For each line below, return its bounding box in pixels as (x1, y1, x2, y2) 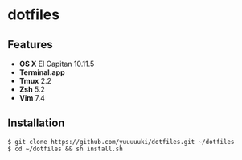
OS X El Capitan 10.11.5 (18, 59, 95, 68)
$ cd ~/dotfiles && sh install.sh (7, 145, 124, 153)
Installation (7, 117, 65, 130)
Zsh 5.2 (18, 84, 46, 94)
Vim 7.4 (18, 93, 46, 102)
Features (7, 38, 53, 51)
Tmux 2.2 (18, 76, 52, 85)
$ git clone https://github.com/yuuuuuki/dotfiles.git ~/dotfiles (7, 137, 235, 146)
